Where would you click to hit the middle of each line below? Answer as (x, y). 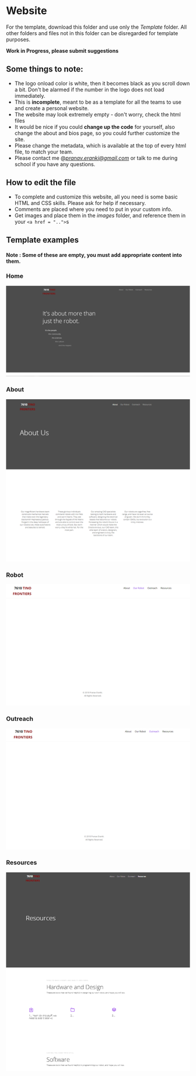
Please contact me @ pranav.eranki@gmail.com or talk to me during (96, 158)
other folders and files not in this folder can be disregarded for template (92, 33)
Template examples (42, 240)
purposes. (18, 39)
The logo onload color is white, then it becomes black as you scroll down (102, 83)
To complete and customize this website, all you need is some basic (96, 197)
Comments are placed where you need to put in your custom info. (93, 209)
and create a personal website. (52, 108)
